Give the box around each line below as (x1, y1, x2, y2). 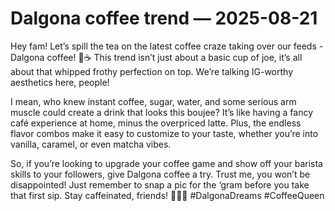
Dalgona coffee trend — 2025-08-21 (10, 7, 318, 30)
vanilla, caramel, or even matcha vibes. (10, 138, 172, 150)
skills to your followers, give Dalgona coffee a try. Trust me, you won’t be (10, 168, 311, 180)
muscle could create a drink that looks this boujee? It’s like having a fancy (10, 106, 314, 118)
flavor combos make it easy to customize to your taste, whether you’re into (10, 127, 319, 139)
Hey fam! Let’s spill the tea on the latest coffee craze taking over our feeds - (10, 40, 324, 52)
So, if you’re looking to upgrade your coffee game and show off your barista (10, 157, 323, 169)
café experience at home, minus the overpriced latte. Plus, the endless (10, 117, 302, 129)
